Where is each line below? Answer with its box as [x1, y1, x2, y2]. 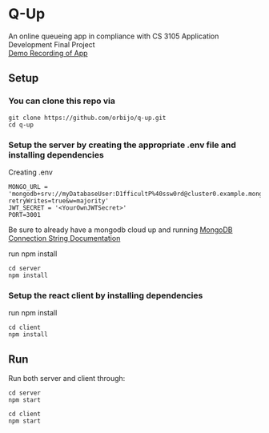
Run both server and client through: [8, 374, 126, 383]
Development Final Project [8, 39, 95, 49]
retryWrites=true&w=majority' [8, 197, 110, 205]
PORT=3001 [8, 210, 42, 219]
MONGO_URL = [8, 182, 48, 190]
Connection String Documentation [8, 233, 121, 243]
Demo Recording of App [8, 48, 88, 58]
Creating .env [8, 167, 54, 177]
